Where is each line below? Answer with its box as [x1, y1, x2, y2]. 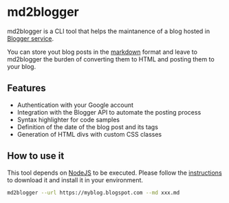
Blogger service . [7, 34, 54, 42]
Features [7, 82, 46, 94]
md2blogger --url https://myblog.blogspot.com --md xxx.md [7, 189, 180, 196]
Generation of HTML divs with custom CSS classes [17, 130, 162, 138]
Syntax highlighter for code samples [17, 115, 120, 124]
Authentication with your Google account [17, 101, 134, 109]
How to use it [7, 150, 65, 162]
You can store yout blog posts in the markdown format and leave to [7, 48, 198, 56]
